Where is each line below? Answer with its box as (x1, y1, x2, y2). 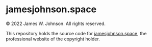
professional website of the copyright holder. (6, 36, 100, 42)
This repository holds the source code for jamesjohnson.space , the (6, 30, 147, 36)
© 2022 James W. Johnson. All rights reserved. (6, 20, 106, 27)
